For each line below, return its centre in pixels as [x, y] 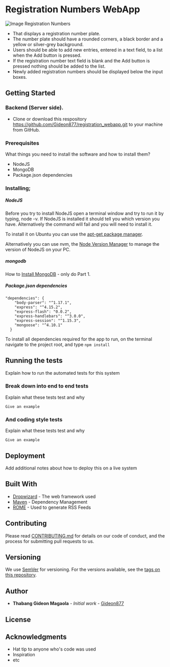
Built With [21, 484]
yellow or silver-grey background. [48, 44]
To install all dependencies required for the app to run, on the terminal [79, 339]
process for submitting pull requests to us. [50, 541]
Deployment [25, 456]
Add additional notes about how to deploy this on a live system [71, 468]
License [18, 620]
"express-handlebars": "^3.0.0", [50, 316]
